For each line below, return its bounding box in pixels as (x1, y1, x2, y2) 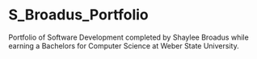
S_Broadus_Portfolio (8, 6, 150, 24)
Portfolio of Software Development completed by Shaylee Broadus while (8, 32, 249, 42)
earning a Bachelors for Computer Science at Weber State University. (8, 40, 240, 50)
